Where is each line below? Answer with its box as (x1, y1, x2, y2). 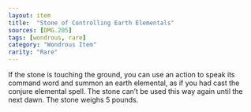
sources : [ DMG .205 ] (8, 26, 73, 34)
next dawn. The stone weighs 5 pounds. (8, 95, 139, 104)
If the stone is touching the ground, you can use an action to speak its (8, 70, 235, 79)
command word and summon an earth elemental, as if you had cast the (8, 78, 240, 88)
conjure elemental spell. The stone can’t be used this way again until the (8, 87, 243, 95)
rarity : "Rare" (8, 48, 58, 56)
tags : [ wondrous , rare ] (8, 33, 87, 42)
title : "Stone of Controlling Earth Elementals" (8, 19, 175, 27)
